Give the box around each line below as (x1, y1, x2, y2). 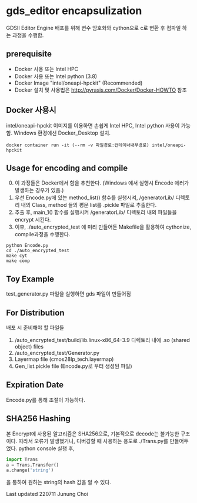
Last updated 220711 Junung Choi (6, 491, 88, 498)
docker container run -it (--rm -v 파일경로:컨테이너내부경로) (6, 142, 149, 148)
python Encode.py (6, 243, 49, 249)
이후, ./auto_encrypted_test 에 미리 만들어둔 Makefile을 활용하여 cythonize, (14, 223, 192, 230)
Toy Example (6, 274, 55, 284)
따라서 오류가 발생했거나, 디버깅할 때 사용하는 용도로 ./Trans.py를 (18, 437, 169, 444)
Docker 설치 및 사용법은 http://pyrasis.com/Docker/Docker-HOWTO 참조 (14, 86, 187, 93)
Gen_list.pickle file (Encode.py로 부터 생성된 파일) (14, 363, 132, 370)
